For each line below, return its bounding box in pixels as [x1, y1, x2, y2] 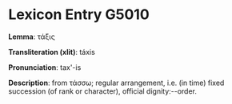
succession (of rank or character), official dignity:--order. [8, 86, 198, 96]
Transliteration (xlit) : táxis [8, 47, 96, 56]
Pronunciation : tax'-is [8, 62, 82, 72]
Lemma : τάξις [8, 32, 56, 41]
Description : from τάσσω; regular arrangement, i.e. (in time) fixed [8, 78, 225, 87]
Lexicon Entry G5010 [8, 6, 150, 24]
